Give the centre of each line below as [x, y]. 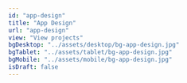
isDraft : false [33, 67]
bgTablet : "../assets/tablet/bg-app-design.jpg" [90, 52]
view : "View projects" [46, 38]
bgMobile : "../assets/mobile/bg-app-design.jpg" [90, 60]
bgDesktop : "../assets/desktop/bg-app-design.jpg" [94, 45]
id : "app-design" [37, 15]
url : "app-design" [39, 30]
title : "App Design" [43, 23]
